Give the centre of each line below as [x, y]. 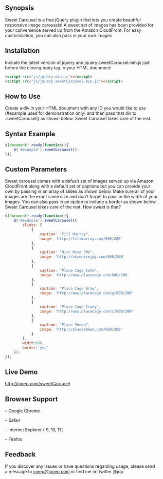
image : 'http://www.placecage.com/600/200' [85, 275]
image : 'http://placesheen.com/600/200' [81, 330]
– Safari [13, 420]
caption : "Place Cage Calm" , [69, 271]
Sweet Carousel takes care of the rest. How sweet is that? [63, 207]
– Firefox [14, 439]
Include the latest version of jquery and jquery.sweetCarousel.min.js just [77, 62]
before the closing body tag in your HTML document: [58, 67]
